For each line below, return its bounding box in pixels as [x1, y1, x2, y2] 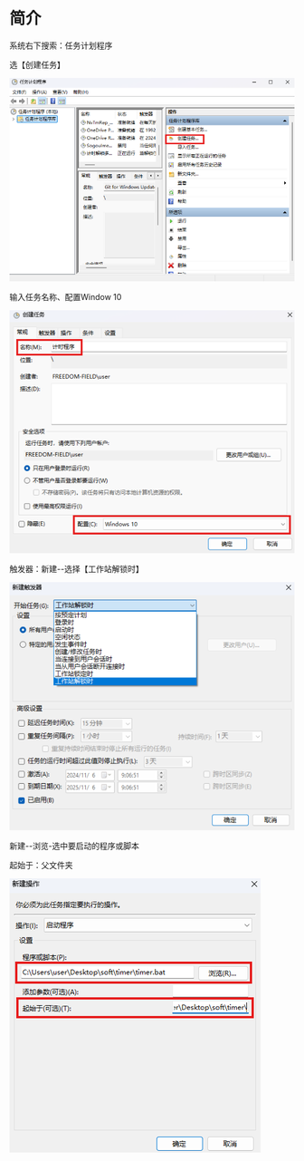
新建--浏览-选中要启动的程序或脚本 [9, 840, 140, 851]
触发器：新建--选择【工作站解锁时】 [9, 563, 144, 574]
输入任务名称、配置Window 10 [9, 292, 122, 303]
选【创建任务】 [9, 59, 65, 70]
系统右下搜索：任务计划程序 [9, 40, 113, 51]
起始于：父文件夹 [9, 859, 73, 870]
